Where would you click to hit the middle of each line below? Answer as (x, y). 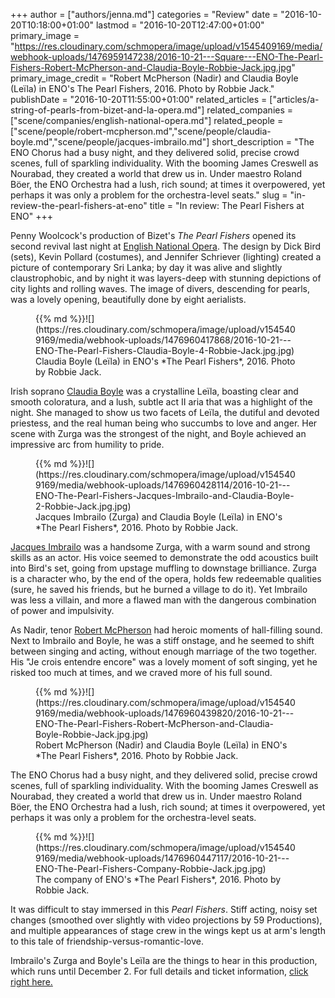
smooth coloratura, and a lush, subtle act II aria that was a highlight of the (161, 402)
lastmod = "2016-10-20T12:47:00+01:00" (180, 25)
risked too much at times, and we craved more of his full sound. (141, 672)
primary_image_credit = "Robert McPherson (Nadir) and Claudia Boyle (154, 78)
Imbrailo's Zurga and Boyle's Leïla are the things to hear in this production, (164, 960)
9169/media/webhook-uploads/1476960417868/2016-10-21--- (163, 340)
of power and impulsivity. (62, 610)
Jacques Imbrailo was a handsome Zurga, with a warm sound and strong (160, 547)
